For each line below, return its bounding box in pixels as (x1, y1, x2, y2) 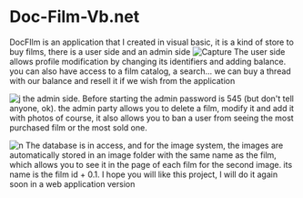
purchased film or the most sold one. (9, 121, 147, 133)
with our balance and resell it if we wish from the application (9, 75, 236, 86)
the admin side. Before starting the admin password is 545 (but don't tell (22, 93, 294, 104)
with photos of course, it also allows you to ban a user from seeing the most (9, 112, 294, 123)
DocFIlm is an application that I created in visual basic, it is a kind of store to (9, 36, 294, 47)
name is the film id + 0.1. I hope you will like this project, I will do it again (9, 169, 278, 180)
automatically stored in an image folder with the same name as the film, (9, 149, 278, 161)
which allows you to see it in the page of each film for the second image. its (9, 159, 293, 170)
